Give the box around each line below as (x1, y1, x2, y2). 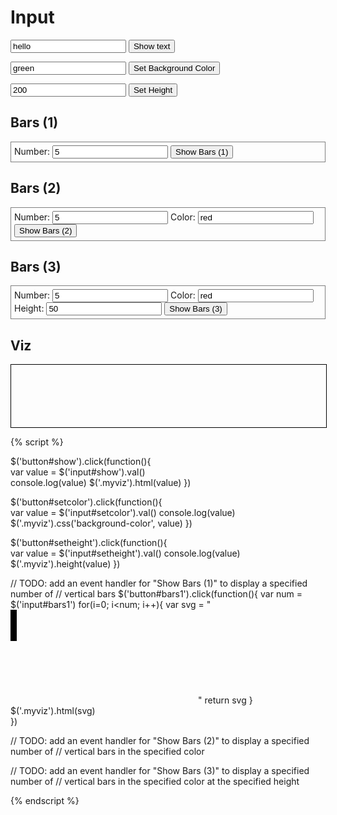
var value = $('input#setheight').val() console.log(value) (10, 547, 241, 560)
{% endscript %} (10, 795, 80, 807)
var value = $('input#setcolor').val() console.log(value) (10, 507, 236, 519)
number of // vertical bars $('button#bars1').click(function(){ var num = (10, 588, 303, 600)
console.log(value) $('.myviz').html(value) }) (10, 477, 192, 489)
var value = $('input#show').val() (10, 466, 146, 478)
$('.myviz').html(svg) (10, 705, 96, 717)
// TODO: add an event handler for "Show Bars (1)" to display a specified (10, 577, 308, 590)
